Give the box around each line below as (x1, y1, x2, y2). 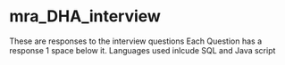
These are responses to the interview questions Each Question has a (9, 36, 263, 46)
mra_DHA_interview (9, 6, 161, 27)
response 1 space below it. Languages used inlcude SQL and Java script (9, 45, 276, 55)
